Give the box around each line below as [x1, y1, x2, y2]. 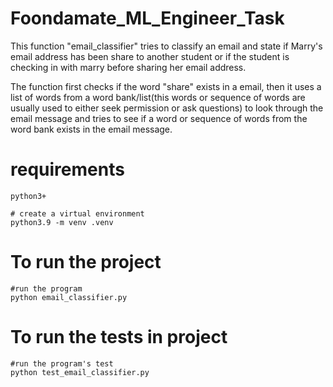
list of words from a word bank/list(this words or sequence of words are [10, 91, 306, 103]
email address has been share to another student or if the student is [10, 50, 290, 62]
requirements [10, 158, 125, 181]
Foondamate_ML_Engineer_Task [10, 7, 285, 30]
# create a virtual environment [10, 208, 145, 219]
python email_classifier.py [10, 292, 128, 302]
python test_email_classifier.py [10, 367, 150, 377]
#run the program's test [10, 358, 114, 369]
